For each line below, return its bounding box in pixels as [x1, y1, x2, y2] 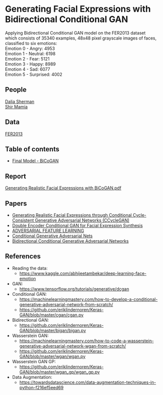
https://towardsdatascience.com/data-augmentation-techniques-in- [19, 379, 156, 385]
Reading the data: [12, 265, 48, 271]
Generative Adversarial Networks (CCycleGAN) [35, 217, 130, 223]
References [5, 252, 41, 261]
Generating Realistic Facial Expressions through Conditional [12, 212, 132, 218]
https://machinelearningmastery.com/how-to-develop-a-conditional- [19, 296, 158, 302]
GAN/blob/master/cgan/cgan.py [19, 312, 84, 318]
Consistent [12, 217, 34, 223]
